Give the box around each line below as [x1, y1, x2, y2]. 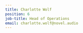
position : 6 [5, 12, 30, 16]
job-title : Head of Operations [5, 16, 70, 21]
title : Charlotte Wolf [5, 7, 52, 12]
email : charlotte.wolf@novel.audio [5, 20, 79, 26]
